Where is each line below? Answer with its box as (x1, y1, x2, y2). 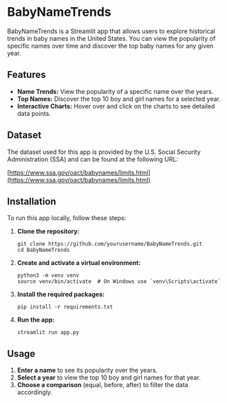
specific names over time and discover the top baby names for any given (7, 41, 214, 50)
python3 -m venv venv (17, 272, 79, 279)
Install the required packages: (17, 291, 105, 299)
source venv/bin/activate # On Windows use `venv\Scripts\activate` (17, 278, 221, 285)
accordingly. (17, 388, 53, 397)
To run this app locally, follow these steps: (7, 214, 127, 222)
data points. (17, 109, 52, 117)
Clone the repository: (17, 227, 80, 235)
